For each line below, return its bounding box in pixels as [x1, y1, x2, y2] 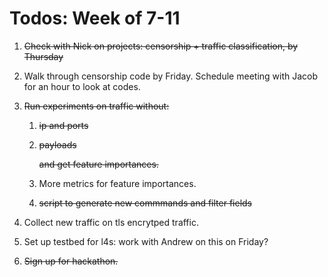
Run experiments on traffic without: [23, 100, 170, 112]
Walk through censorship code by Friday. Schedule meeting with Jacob [23, 70, 319, 82]
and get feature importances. [38, 158, 159, 170]
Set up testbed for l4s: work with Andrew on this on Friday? [23, 235, 269, 247]
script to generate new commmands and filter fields [38, 197, 253, 209]
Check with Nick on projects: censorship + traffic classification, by [23, 40, 299, 52]
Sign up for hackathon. [23, 255, 119, 267]
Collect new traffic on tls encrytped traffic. [23, 216, 199, 228]
